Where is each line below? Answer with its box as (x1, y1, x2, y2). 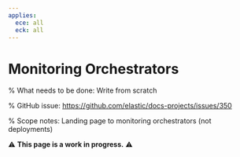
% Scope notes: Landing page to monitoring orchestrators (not (8, 116, 212, 126)
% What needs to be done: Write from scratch (8, 86, 157, 95)
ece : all (15, 19, 44, 27)
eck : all (15, 26, 44, 34)
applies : (8, 11, 37, 20)
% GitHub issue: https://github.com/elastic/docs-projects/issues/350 (8, 101, 232, 111)
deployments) (8, 125, 54, 134)
